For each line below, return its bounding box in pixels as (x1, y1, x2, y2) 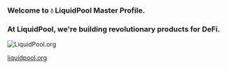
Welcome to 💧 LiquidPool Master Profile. (7, 6, 146, 15)
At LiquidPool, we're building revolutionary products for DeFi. (7, 24, 221, 33)
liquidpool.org (7, 54, 48, 62)
